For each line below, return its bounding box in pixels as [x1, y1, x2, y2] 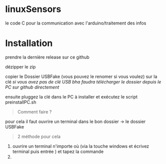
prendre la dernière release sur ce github [5, 54, 90, 60]
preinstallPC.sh [5, 99, 36, 105]
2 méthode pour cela [17, 133, 61, 139]
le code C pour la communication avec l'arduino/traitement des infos [5, 20, 146, 26]
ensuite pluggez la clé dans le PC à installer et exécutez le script [5, 93, 138, 99]
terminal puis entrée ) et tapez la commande [12, 148, 104, 154]
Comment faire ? [17, 108, 52, 114]
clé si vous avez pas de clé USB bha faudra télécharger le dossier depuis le [5, 78, 161, 84]
